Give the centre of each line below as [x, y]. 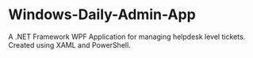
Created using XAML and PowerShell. [69, 44]
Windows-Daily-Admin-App [102, 15]
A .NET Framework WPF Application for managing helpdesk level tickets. [127, 37]
